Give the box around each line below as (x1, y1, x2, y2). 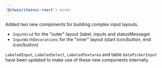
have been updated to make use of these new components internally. (5, 56, 149, 63)
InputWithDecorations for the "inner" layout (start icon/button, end (12, 36, 151, 42)
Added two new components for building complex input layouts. (5, 21, 139, 27)
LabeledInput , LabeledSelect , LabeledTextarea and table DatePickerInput (5, 51, 157, 57)
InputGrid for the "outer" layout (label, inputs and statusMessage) (12, 31, 150, 37)
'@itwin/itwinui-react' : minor (5, 7, 71, 13)
